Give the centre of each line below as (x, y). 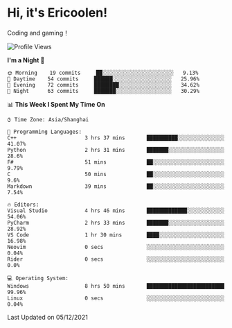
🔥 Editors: (23, 205)
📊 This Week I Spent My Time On (56, 104)
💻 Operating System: (38, 278)
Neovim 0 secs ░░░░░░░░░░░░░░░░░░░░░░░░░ (116, 247)
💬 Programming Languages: (44, 132)
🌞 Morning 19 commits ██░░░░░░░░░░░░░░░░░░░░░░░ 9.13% (103, 73)
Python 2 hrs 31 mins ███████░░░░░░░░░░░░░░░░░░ (116, 150)
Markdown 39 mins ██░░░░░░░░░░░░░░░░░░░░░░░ (116, 186)
